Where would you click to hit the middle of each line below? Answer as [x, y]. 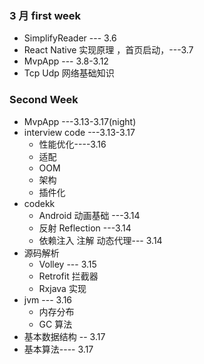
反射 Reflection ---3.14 [85, 228]
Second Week [44, 100]
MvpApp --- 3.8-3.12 [66, 61]
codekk [39, 203]
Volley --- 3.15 [67, 264]
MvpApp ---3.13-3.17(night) [80, 121]
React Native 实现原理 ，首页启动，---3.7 [108, 50]
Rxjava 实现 [62, 288]
